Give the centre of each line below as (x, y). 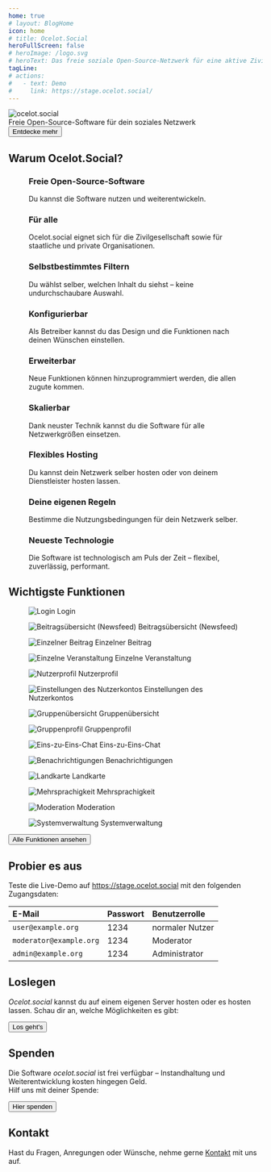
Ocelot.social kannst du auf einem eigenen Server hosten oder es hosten (130, 1002)
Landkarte (89, 776)
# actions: (27, 76)
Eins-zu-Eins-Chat (130, 745)
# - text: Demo (38, 83)
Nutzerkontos (51, 698)
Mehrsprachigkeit (126, 792)
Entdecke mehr (35, 132)
